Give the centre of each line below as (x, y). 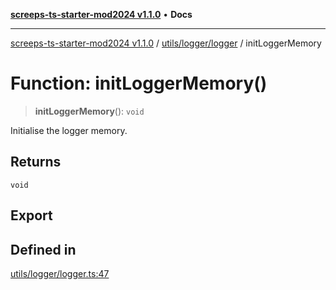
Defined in (43, 249)
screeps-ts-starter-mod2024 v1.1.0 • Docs (101, 14)
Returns (36, 162)
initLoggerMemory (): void (89, 111)
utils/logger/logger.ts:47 (60, 273)
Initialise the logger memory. (69, 130)
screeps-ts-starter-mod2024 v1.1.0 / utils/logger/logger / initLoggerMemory (166, 43)
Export (31, 215)
